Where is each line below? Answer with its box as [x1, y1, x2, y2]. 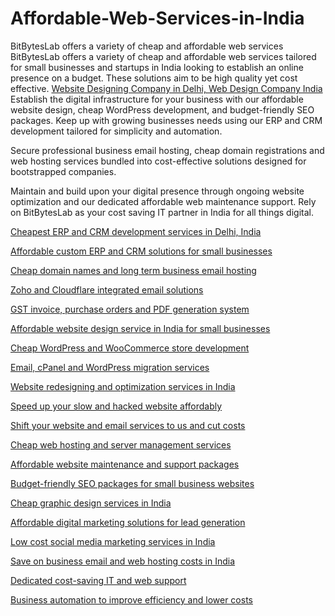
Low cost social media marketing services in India [10, 535, 216, 547]
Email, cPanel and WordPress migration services [10, 361, 210, 373]
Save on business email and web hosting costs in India [10, 555, 236, 567]
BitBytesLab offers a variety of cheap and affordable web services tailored [10, 50, 317, 62]
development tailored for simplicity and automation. [10, 125, 223, 137]
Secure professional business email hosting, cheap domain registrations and [10, 144, 325, 156]
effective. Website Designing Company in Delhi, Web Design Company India [10, 82, 323, 94]
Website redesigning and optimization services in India [10, 380, 236, 392]
